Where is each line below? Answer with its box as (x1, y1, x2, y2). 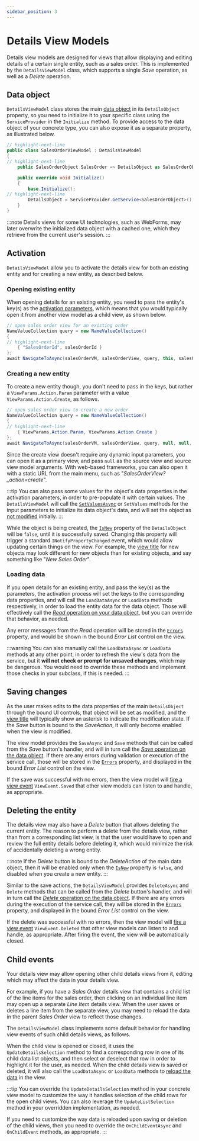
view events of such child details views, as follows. (6, 1031, 131, 1038)
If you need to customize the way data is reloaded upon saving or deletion (6, 1116, 187, 1123)
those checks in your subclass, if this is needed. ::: (6, 670, 130, 677)
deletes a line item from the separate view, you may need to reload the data (6, 1007, 190, 1014)
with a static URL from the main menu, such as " (6, 470, 124, 477)
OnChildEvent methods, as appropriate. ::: (6, 1129, 107, 1136)
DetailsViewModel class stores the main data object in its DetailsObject (6, 105, 180, 113)
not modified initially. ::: (6, 513, 64, 520)
